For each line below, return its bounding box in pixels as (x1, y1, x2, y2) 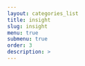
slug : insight (7, 23, 48, 30)
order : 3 (7, 42, 32, 49)
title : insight (7, 16, 51, 23)
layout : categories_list (7, 10, 79, 17)
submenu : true (7, 36, 48, 43)
